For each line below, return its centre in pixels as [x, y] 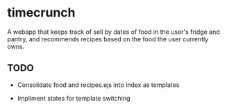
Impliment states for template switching [74, 98]
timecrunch [41, 13]
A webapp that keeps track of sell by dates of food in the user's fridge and [113, 32]
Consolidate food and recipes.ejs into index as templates [98, 85]
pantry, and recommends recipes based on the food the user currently [108, 39]
